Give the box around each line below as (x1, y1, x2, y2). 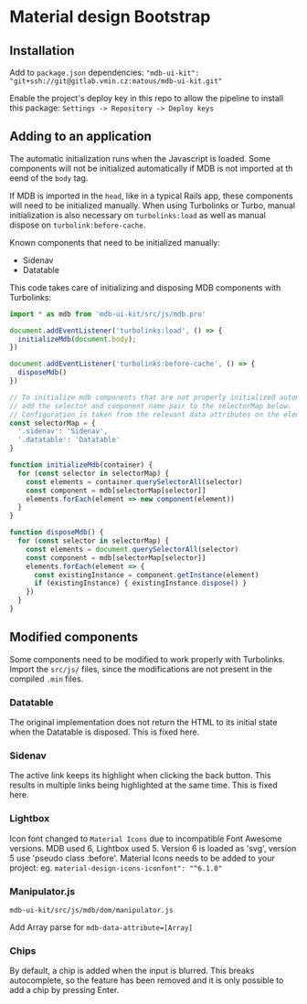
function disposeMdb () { (9, 528, 104, 537)
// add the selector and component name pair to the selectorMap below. (9, 401, 292, 410)
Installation (9, 43, 75, 58)
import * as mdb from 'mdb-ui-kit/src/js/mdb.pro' (9, 309, 206, 319)
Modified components (9, 629, 139, 645)
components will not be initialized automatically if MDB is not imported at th (9, 163, 293, 174)
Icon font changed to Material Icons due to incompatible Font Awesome (9, 833, 282, 844)
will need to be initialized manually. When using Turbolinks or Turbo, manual (9, 199, 295, 211)
